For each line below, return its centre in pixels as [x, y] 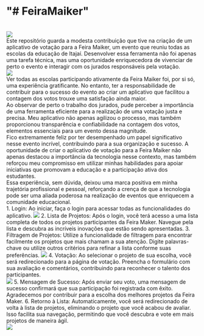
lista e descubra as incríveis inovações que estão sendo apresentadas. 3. [98, 228]
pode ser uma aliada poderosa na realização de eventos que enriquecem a [100, 195]
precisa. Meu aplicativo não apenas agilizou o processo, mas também [94, 117]
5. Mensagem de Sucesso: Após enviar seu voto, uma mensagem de [100, 282]
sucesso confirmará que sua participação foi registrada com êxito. [90, 288]
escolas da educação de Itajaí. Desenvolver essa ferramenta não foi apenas [101, 54]
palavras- [177, 241]
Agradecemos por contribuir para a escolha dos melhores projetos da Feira [100, 295]
